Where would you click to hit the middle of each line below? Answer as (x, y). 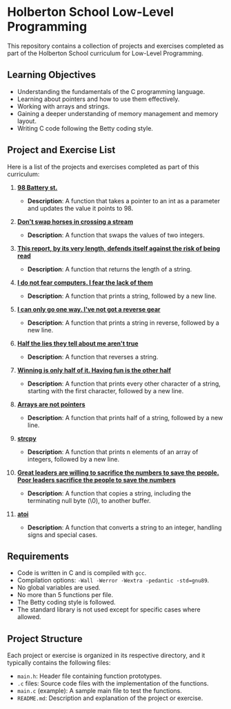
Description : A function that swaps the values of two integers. (116, 235)
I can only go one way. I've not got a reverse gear (89, 309)
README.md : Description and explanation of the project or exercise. (110, 698)
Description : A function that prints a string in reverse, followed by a (123, 323)
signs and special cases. (62, 535)
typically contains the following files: (59, 663)
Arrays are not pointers (51, 404)
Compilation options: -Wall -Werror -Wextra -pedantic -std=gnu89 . (113, 580)
